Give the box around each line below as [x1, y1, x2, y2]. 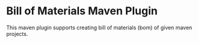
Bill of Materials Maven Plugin [6, 4, 158, 18]
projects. [6, 30, 28, 37]
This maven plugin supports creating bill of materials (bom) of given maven [6, 24, 193, 31]
